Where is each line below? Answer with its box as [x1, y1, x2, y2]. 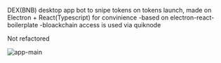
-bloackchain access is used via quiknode [39, 21, 161, 29]
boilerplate [7, 21, 39, 29]
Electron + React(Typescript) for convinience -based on [7, 13, 169, 22]
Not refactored [7, 34, 51, 43]
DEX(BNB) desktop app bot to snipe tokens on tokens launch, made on [7, 6, 212, 14]
